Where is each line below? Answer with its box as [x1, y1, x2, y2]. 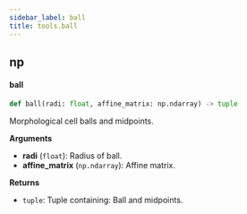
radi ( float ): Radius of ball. [21, 150, 123, 161]
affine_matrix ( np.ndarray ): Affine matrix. [21, 159, 176, 170]
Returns [9, 176, 40, 188]
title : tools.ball [9, 21, 78, 30]
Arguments [9, 133, 53, 143]
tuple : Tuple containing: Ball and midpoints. [21, 194, 183, 205]
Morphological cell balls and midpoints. [9, 116, 154, 126]
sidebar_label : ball [9, 13, 87, 22]
